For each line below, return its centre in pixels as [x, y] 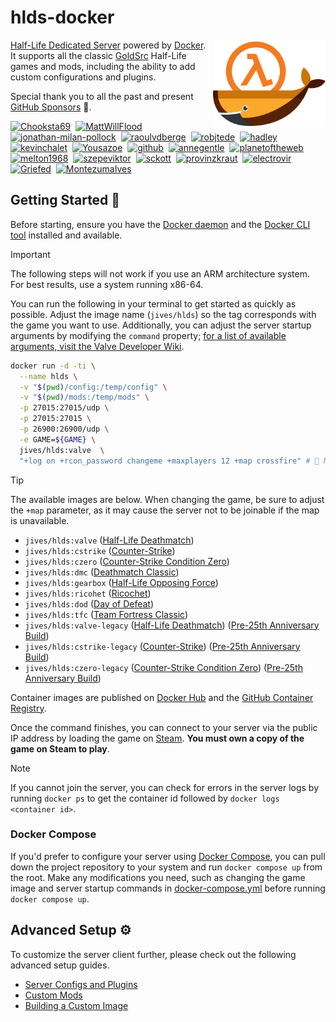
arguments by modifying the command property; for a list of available [148, 335]
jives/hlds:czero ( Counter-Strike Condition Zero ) [127, 561]
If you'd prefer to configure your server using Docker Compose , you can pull [168, 856]
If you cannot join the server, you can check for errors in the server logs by [164, 787]
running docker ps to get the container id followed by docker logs [145, 798]
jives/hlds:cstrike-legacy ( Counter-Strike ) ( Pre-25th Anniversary [162, 646]
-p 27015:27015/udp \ [64, 408]
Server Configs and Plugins [81, 984]
